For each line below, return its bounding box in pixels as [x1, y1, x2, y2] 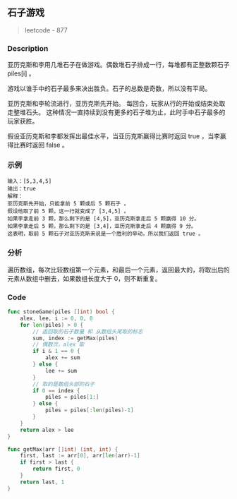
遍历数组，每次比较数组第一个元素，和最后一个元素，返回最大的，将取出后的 [7, 265, 230, 274]
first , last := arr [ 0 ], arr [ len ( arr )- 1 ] [20, 452, 140, 459]
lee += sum [44, 367, 78, 374]
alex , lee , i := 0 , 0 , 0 [20, 315, 93, 322]
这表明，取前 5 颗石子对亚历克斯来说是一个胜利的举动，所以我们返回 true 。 [7, 230, 204, 238]
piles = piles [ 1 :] [44, 394, 99, 401]
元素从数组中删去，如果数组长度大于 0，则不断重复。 [7, 274, 162, 282]
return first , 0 [32, 465, 80, 473]
